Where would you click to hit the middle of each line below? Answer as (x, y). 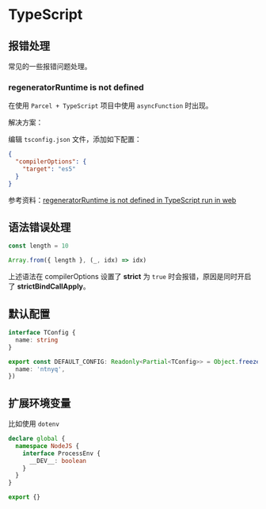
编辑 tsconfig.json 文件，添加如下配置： (75, 140)
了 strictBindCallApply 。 (49, 286)
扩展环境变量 (40, 403)
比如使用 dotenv (34, 424)
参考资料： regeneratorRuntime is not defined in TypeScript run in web (122, 200)
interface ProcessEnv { (62, 454)
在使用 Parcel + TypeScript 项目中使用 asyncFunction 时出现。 (110, 105)
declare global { (37, 439)
